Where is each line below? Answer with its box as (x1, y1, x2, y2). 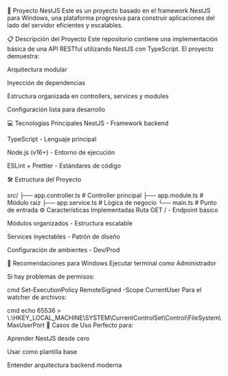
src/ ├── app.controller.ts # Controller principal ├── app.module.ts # (7, 191, 204, 199)
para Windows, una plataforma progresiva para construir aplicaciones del (7, 14, 215, 22)
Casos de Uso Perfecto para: (52, 321, 134, 329)
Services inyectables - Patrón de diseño (7, 232, 120, 241)
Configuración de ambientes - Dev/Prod (7, 246, 120, 254)
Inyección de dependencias (7, 79, 86, 87)
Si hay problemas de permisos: (7, 272, 95, 280)
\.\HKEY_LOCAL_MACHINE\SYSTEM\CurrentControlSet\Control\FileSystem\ (7, 313, 222, 322)
